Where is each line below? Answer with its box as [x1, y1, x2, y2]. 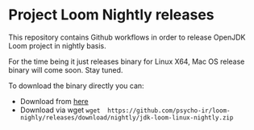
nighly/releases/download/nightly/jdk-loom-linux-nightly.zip [19, 113, 234, 122]
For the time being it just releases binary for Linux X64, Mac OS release [8, 57, 245, 66]
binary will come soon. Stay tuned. [8, 65, 123, 74]
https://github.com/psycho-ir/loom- [107, 107, 231, 115]
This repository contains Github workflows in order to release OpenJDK [8, 32, 246, 42]
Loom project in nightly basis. [8, 40, 106, 50]
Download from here [19, 96, 89, 106]
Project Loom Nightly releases [8, 6, 214, 24]
